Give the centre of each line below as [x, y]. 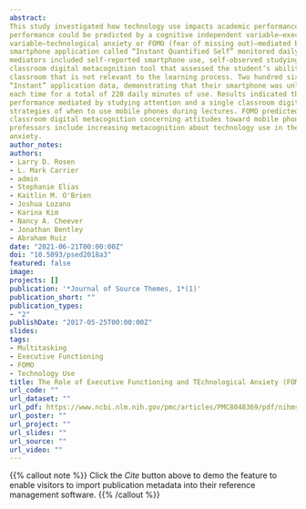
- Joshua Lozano [40, 204]
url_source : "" [38, 441]
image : [22, 272]
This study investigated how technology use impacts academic [130, 26]
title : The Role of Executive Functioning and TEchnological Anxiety [144, 382]
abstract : [28, 18]
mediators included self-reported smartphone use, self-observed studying [154, 60]
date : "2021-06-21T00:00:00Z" [67, 247]
